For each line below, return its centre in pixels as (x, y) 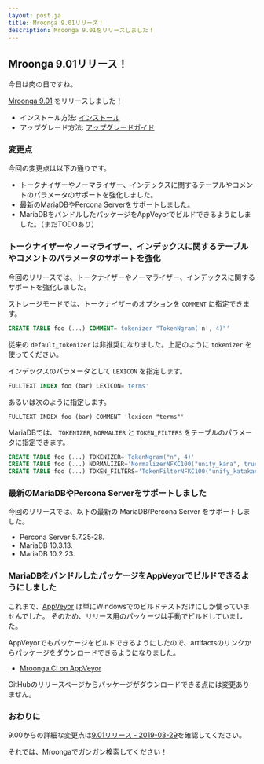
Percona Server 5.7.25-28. (62, 537)
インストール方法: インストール (70, 118)
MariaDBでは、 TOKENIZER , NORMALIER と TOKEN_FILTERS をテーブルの (117, 432)
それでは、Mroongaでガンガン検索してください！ (88, 752)
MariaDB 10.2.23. (47, 554)
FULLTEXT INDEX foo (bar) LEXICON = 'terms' (79, 386)
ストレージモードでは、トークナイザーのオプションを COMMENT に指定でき (126, 303)
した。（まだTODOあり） (59, 224)
